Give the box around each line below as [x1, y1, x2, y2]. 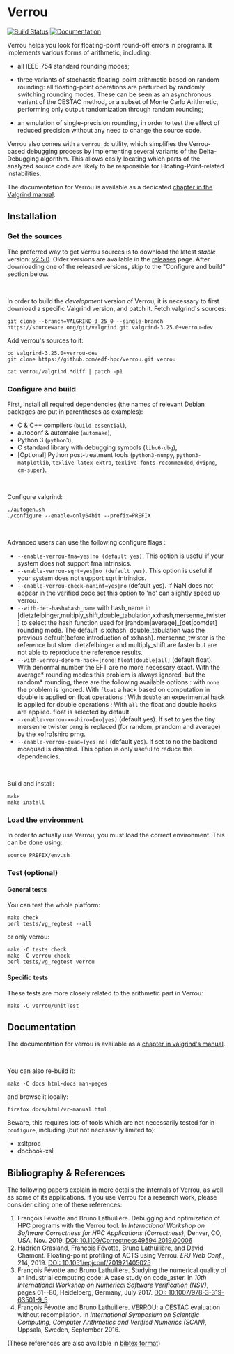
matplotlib [17, 459, 49, 466]
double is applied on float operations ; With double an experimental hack [17, 693, 225, 701]
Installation [7, 210, 57, 222]
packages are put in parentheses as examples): [7, 407, 143, 416]
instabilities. [7, 169, 42, 178]
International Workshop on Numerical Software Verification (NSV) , [17, 1281, 209, 1290]
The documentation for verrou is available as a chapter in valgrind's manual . [7, 1039, 226, 1049]
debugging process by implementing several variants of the [26, 147, 198, 155]
